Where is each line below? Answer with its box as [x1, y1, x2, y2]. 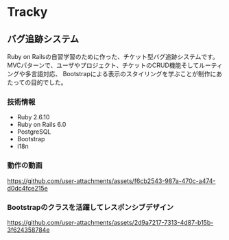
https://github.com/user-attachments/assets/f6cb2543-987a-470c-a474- [7, 176, 216, 185]
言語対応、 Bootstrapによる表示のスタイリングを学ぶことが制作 [30, 70, 210, 77]
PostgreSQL [16, 128, 51, 136]
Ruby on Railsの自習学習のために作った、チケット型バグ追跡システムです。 [7, 53, 219, 60]
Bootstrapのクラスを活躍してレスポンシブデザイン [7, 202, 174, 212]
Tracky [7, 4, 48, 20]
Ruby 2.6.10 [16, 113, 50, 121]
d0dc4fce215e [7, 184, 48, 192]
